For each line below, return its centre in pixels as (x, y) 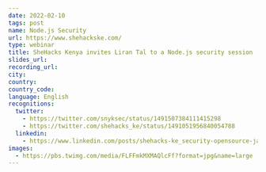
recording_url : (33, 67)
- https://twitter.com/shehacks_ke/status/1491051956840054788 (129, 126)
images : (21, 148)
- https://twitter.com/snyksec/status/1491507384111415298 (122, 119)
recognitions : (32, 104)
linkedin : (31, 133)
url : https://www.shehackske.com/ (65, 38)
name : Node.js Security (47, 30)
